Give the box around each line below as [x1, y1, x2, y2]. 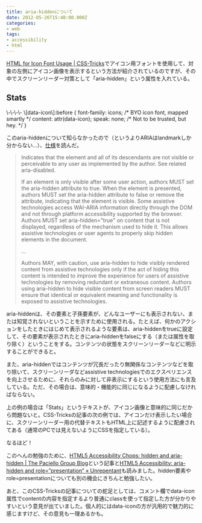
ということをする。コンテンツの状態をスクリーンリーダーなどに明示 [27, 340, 197, 347]
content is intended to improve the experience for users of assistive [21, 272, 189, 279]
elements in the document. [21, 236, 88, 243]
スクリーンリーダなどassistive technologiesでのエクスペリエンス [32, 368, 192, 375]
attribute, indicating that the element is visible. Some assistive [21, 197, 175, 204]
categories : [6, 20, 36, 26]
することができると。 [6, 347, 59, 355]
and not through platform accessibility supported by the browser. [21, 210, 183, 217]
